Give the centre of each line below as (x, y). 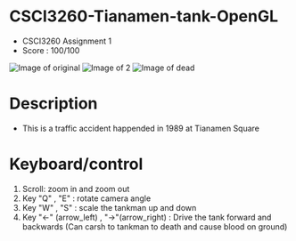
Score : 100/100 (51, 50)
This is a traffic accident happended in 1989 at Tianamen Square (141, 128)
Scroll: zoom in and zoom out (76, 189)
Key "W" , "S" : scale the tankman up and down (109, 207)
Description (53, 104)
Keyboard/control (76, 164)
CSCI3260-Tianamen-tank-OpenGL (144, 16)
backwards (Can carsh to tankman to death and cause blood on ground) (155, 226)
